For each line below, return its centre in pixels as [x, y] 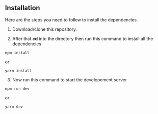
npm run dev [17, 89]
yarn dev [14, 107]
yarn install [18, 71]
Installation [23, 8]
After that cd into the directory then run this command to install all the [82, 38]
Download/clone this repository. [44, 29]
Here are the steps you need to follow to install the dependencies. [72, 19]
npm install [17, 53]
